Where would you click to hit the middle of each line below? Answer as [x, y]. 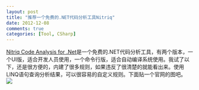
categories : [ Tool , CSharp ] [41, 34]
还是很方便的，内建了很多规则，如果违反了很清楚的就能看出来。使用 [100, 67]
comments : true [25, 28]
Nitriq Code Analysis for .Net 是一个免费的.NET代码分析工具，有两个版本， [97, 52]
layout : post [22, 12]
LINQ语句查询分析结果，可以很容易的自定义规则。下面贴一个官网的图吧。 [96, 74]
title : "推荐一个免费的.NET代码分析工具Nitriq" [61, 17]
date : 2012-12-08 [28, 23]
